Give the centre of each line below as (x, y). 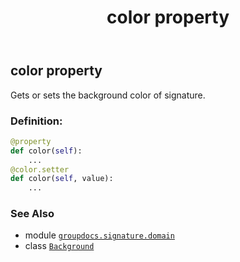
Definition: (36, 121)
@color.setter (40, 169)
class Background (59, 246)
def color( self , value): (62, 179)
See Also (32, 214)
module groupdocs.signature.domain (99, 235)
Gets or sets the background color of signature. (108, 95)
